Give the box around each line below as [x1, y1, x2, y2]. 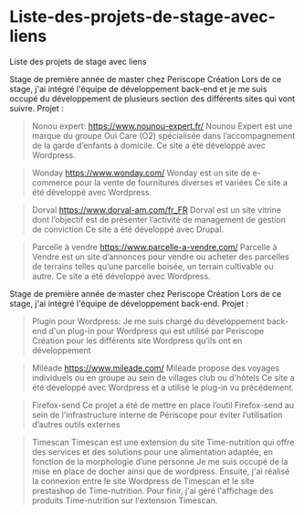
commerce [31, 176, 73, 188]
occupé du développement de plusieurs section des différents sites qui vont [9, 93, 296, 104]
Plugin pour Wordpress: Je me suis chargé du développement [31, 315, 265, 326]
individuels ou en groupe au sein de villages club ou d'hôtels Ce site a [31, 372, 295, 383]
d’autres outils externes [31, 418, 121, 430]
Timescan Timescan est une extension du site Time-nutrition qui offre [31, 436, 295, 447]
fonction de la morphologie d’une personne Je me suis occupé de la [31, 456, 288, 467]
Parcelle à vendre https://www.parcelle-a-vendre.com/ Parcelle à [31, 241, 278, 252]
